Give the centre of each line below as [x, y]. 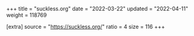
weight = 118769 [27, 15]
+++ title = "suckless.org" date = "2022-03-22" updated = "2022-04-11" [97, 9]
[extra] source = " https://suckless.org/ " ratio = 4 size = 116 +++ [86, 27]
